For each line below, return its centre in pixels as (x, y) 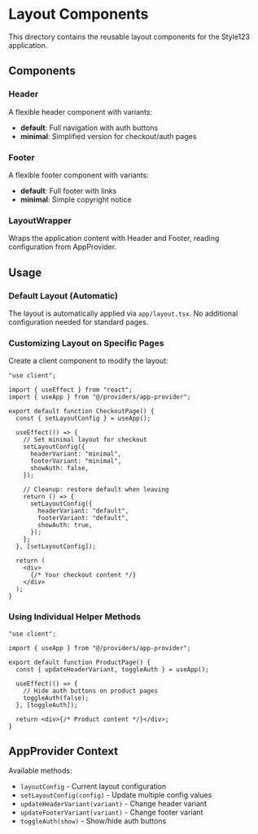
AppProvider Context (63, 751)
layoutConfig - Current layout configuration (93, 787)
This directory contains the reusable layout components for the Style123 (129, 37)
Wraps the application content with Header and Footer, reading (114, 238)
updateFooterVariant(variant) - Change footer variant (112, 812)
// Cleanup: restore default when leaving (96, 490)
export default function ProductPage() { (80, 662)
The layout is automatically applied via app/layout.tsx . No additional (123, 313)
